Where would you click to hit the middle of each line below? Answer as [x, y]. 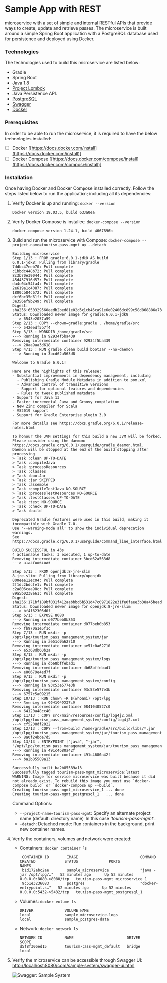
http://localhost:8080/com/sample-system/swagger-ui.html [73, 965]
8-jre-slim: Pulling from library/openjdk [57, 576]
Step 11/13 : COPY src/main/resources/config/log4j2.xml [73, 715]
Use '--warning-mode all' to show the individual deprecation [78, 528]
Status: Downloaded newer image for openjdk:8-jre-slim [71, 606]
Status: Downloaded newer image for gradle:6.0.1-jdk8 [70, 314]
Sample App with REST [53, 9]
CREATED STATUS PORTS [70, 861]
